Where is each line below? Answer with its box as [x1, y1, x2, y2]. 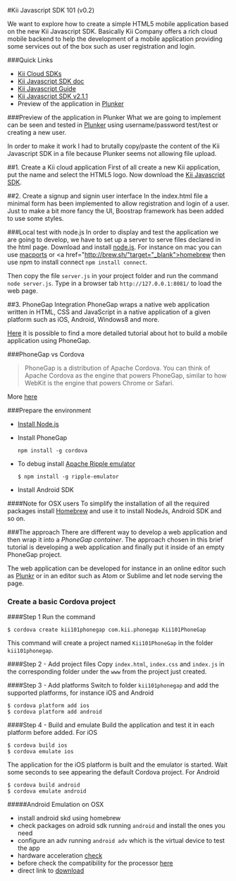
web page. [7, 287, 39, 295]
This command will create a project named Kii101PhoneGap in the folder [7, 639, 213, 647]
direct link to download [17, 866, 85, 875]
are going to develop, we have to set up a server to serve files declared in [7, 236, 221, 244]
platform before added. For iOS [7, 729, 98, 737]
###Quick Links [7, 56, 54, 64]
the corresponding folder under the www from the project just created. [7, 667, 207, 676]
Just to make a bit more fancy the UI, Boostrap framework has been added [7, 207, 224, 215]
